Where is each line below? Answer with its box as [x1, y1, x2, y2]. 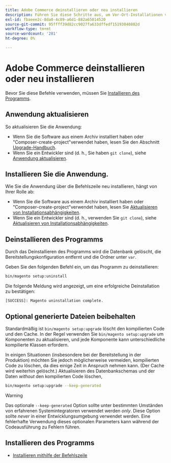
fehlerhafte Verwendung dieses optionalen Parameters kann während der [5, 418, 159, 424]
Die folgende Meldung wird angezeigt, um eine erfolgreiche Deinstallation [5, 283, 160, 289]
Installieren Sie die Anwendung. [5, 170, 108, 179]
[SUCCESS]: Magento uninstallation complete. [5, 298, 103, 304]
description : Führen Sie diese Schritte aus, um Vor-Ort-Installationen [5, 12, 163, 17]
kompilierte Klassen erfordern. [5, 342, 69, 348]
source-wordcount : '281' [5, 31, 58, 36]
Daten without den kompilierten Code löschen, [5, 373, 103, 379]
